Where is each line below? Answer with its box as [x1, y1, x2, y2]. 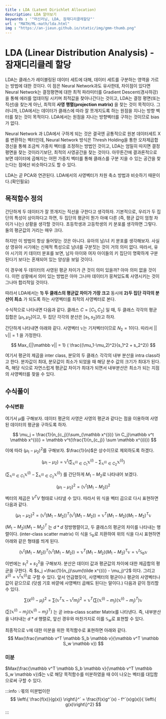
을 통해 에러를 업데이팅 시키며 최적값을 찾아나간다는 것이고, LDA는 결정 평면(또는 [5, 95, 161, 101]
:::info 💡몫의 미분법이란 [5, 688, 51, 694]
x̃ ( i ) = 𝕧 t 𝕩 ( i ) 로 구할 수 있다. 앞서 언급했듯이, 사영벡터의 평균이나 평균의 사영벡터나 [5, 573, 161, 580]
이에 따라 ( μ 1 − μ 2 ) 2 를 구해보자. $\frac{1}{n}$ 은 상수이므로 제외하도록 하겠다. [5, 446, 155, 455]
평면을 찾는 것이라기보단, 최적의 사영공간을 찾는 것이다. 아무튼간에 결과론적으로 [5, 150, 158, 156]
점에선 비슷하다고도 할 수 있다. [18, 162, 77, 168]
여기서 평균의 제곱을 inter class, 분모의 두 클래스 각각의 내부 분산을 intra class [5, 352, 157, 358]
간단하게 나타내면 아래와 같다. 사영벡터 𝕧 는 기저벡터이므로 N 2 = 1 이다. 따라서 [5, 325, 153, 332]
